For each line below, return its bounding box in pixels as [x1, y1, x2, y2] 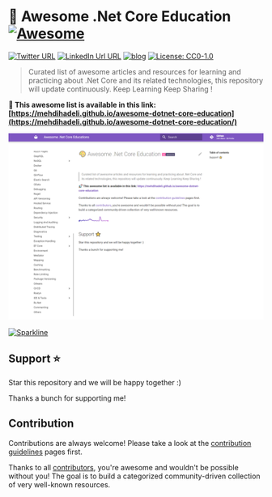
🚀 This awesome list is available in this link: [8, 100, 156, 109]
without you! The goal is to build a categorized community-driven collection [8, 471, 261, 481]
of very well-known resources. [8, 479, 111, 489]
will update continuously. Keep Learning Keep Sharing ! [28, 84, 213, 94]
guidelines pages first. [8, 447, 83, 457]
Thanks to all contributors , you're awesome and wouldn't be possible [8, 462, 239, 472]
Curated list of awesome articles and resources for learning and [28, 66, 241, 76]
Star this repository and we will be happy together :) [8, 377, 182, 387]
